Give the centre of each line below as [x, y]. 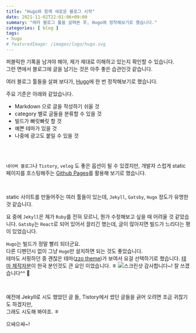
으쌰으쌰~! [18, 324]
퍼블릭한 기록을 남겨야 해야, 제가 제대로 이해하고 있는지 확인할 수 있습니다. [90, 62]
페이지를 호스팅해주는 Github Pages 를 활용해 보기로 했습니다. [76, 173]
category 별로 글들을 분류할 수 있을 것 [58, 113]
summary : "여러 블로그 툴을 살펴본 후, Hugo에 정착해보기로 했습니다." [82, 22]
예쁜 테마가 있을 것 [36, 128]
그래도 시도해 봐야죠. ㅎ [33, 311]
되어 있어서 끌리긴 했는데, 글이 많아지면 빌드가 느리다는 [122, 224]
